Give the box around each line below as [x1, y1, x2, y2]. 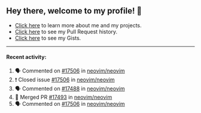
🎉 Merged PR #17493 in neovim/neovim [14, 93, 112, 101]
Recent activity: [6, 54, 47, 61]
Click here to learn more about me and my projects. [14, 21, 142, 29]
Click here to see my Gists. [14, 34, 81, 42]
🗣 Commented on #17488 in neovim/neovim [14, 85, 125, 92]
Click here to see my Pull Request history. [14, 28, 118, 35]
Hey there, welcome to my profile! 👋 [6, 6, 142, 16]
